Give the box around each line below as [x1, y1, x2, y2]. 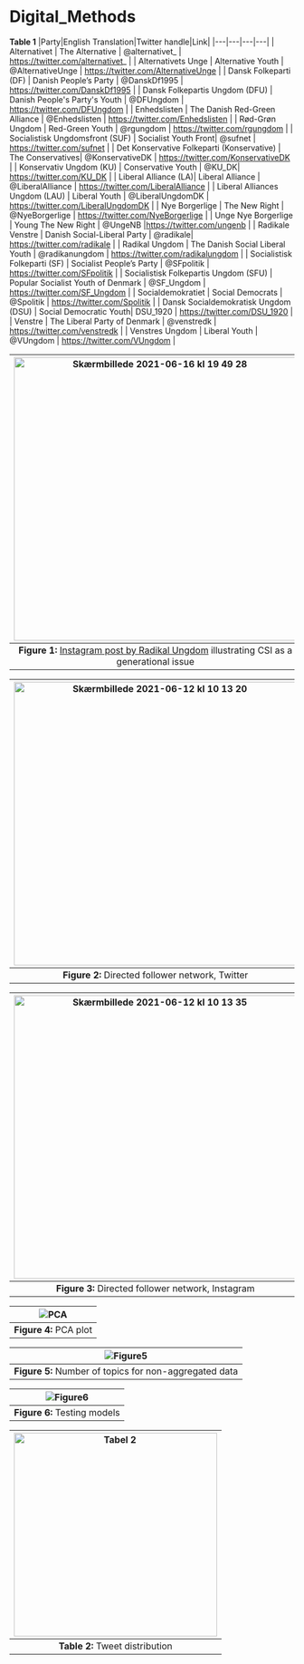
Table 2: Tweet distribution [58, 1640, 174, 1652]
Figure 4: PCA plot [14, 1323, 93, 1336]
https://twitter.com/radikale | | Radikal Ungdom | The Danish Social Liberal [9, 238, 286, 249]
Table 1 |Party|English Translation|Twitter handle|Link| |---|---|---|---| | [9, 36, 274, 47]
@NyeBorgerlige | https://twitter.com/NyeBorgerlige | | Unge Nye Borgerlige [9, 209, 294, 220]
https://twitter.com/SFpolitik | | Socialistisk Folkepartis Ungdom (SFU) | [9, 268, 273, 278]
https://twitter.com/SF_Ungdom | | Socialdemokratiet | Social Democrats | [9, 287, 283, 297]
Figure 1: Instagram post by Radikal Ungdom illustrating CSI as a [18, 644, 292, 657]
